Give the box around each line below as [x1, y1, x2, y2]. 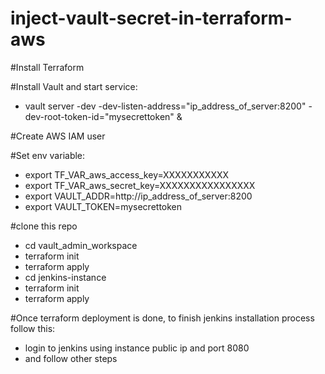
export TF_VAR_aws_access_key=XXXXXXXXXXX [24, 168, 230, 181]
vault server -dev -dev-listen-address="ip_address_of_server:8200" [24, 100, 307, 112]
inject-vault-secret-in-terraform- [10, 7, 293, 30]
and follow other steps [24, 352, 118, 364]
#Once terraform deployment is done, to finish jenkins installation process [10, 312, 315, 324]
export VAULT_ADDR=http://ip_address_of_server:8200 [24, 190, 253, 202]
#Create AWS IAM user [10, 130, 106, 142]
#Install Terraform [10, 61, 85, 73]
